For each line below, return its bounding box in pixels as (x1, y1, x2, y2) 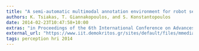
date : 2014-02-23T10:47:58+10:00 (6, 19, 89, 25)
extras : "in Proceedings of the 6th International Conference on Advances (6, 25, 195, 31)
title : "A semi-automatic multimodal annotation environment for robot (6, 8, 187, 15)
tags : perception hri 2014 (6, 36, 73, 42)
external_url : (6, 30, 41, 36)
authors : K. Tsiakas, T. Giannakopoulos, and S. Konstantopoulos (6, 14, 171, 20)
